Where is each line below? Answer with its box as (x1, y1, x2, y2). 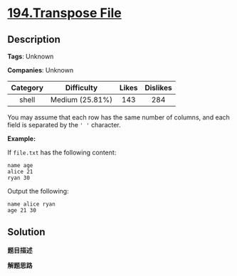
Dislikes (144, 83, 172, 92)
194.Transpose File (7, 5, 122, 21)
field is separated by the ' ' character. (7, 121, 121, 129)
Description (7, 33, 60, 46)
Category (11, 83, 44, 92)
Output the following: (7, 187, 69, 195)
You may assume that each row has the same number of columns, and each (7, 113, 230, 122)
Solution (7, 226, 46, 238)
